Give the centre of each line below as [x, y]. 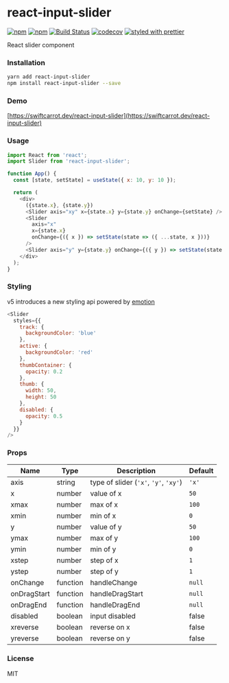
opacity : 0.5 [44, 416]
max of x [104, 504]
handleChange [114, 582]
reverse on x [110, 627]
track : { [32, 327]
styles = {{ [27, 320]
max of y [104, 538]
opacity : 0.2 [44, 372]
